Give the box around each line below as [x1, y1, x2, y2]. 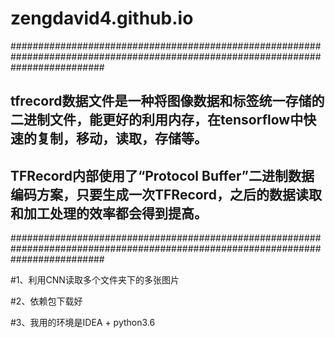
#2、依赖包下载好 [10, 295, 83, 307]
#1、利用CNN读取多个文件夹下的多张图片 [10, 274, 180, 286]
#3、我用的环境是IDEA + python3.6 [10, 317, 156, 329]
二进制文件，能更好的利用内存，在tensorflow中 [10, 112, 304, 129]
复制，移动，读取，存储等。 [36, 130, 208, 147]
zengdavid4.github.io [10, 7, 194, 30]
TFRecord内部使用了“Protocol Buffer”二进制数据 [10, 167, 315, 184]
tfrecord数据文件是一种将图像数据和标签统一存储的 [10, 93, 325, 110]
